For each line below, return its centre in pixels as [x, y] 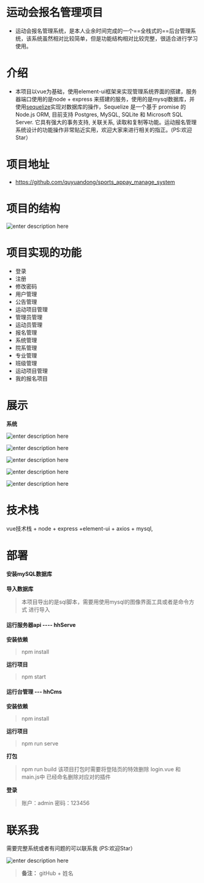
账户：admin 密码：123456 [55, 803]
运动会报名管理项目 [55, 13]
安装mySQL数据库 [29, 574]
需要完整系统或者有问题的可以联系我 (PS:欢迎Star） [71, 849]
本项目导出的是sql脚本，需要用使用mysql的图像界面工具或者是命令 [105, 602]
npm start [33, 677]
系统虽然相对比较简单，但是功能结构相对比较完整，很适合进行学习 [115, 38]
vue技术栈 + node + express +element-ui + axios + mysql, [80, 528]
